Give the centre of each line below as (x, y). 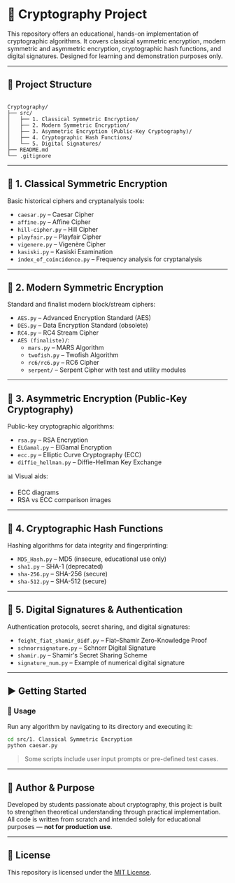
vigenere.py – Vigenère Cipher (62, 244)
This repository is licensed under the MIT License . (79, 872)
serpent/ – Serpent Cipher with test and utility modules (107, 370)
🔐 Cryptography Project (77, 14)
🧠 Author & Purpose (51, 787)
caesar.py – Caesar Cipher (56, 214)
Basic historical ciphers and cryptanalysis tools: (76, 201)
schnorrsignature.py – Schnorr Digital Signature (86, 648)
